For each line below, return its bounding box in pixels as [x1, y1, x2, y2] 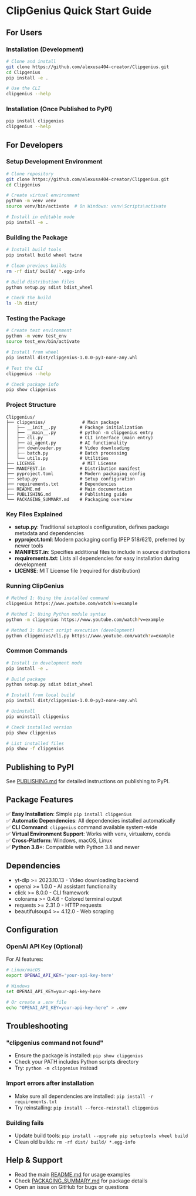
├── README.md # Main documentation [6, 486, 133, 492]
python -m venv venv [6, 198, 57, 204]
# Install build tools [6, 247, 62, 253]
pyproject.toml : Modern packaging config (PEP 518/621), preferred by [14, 536, 185, 543]
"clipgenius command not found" [6, 1038, 104, 1047]
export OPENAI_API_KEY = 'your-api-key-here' [6, 973, 114, 978]
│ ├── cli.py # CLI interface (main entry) [6, 435, 154, 440]
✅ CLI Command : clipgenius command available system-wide [6, 823, 158, 830]
